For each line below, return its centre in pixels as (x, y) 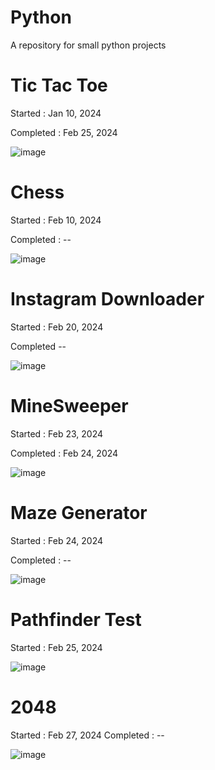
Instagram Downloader (107, 299)
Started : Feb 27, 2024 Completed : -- (87, 735)
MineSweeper (69, 405)
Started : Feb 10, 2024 (56, 220)
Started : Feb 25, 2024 (56, 647)
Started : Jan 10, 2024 (56, 113)
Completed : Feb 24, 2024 (64, 453)
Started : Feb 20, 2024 (57, 327)
